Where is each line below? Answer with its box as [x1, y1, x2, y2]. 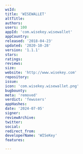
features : [5, 138, 25, 143]
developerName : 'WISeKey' [5, 133, 57, 138]
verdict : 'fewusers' [5, 97, 47, 102]
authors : [5, 20, 23, 26]
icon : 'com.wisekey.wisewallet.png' [5, 83, 79, 89]
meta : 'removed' [5, 92, 38, 97]
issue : [5, 79, 18, 84]
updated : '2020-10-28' [5, 43, 51, 48]
